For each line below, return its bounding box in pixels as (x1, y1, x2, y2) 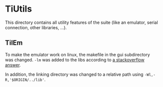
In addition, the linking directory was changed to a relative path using (5, 71, 144, 77)
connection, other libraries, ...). (5, 24, 67, 30)
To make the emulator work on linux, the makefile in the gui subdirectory (5, 52, 150, 57)
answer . (5, 62, 21, 68)
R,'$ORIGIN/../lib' (5, 77, 45, 82)
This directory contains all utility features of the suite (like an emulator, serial (5, 19, 158, 25)
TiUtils (5, 3, 32, 15)
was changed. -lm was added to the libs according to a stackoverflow (5, 57, 145, 63)
